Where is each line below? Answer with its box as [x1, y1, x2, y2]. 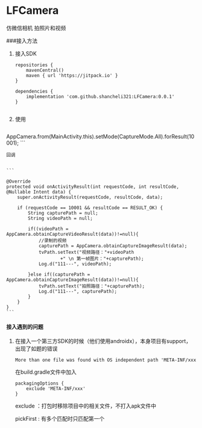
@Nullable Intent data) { [6, 189, 71, 195]
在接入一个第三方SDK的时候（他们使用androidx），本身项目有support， [14, 338, 192, 345]
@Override [6, 178, 31, 184]
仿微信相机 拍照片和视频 [6, 24, 66, 31]
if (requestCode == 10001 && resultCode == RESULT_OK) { [17, 204, 163, 211]
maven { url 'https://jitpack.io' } [26, 72, 118, 78]
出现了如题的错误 [14, 345, 58, 353]
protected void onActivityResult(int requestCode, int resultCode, [6, 183, 180, 190]
